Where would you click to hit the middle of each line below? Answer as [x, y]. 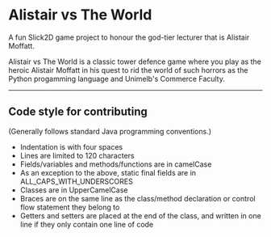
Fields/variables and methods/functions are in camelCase [116, 164]
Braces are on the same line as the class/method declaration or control [138, 198]
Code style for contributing [78, 112]
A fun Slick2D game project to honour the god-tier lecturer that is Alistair [129, 37]
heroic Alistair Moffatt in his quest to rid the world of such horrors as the [128, 70]
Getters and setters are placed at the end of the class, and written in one [141, 215]
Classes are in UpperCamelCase [74, 190]
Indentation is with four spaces [71, 146]
